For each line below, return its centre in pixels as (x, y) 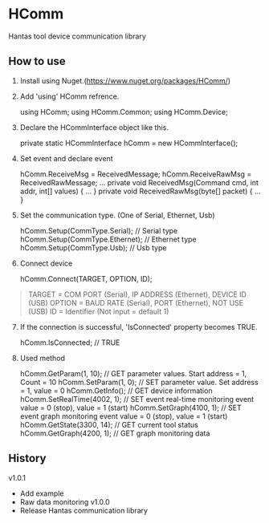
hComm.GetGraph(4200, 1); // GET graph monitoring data (115, 433)
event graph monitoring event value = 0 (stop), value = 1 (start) (124, 416)
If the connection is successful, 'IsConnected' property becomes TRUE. (139, 326)
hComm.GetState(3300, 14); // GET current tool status (109, 424)
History (27, 458)
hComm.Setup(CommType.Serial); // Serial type (99, 230)
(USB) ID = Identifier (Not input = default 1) (98, 311)
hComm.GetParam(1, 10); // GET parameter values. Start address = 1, (133, 373)
